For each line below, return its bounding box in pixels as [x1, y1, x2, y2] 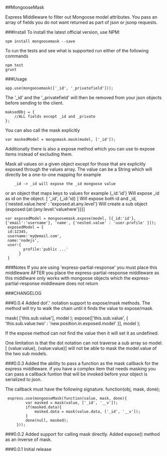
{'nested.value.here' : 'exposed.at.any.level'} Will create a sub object [5, 201, 147, 207]
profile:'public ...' [23, 247, 69, 252]
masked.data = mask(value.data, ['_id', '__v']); [34, 409, 141, 414]
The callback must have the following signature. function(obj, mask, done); [5, 386, 160, 392]
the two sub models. [5, 351, 48, 356]
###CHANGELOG [5, 290, 42, 296]
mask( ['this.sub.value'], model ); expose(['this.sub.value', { [5, 315, 128, 321]
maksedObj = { [5, 110, 35, 115]
